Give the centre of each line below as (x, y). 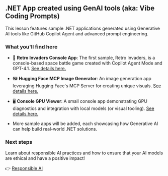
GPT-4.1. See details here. (39, 69)
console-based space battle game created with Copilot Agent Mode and (87, 63)
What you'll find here (31, 46)
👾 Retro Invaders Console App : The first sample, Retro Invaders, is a (84, 58)
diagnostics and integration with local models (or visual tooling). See (83, 108)
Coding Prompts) (32, 16)
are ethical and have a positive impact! (45, 158)
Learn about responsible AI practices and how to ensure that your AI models (84, 153)
